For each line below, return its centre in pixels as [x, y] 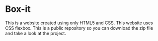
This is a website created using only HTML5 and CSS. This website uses [79, 23]
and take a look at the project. [36, 33]
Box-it [18, 9]
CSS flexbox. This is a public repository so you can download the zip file [79, 28]
